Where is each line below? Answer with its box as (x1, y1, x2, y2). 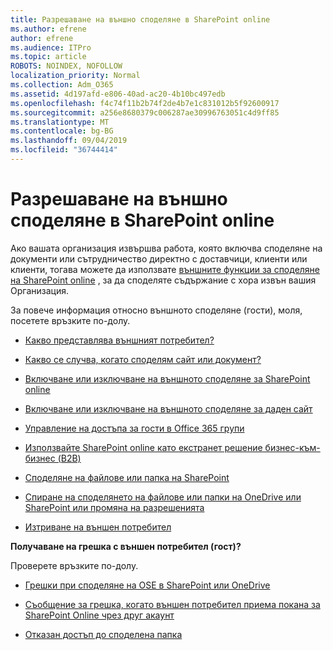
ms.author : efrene (10, 24, 87, 34)
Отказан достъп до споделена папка (24, 628, 183, 640)
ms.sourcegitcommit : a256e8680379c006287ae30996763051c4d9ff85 (10, 107, 280, 118)
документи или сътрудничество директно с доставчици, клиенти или (10, 252, 308, 265)
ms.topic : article (10, 52, 87, 62)
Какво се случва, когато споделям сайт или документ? (24, 353, 262, 365)
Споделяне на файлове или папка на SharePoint (24, 471, 230, 483)
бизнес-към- (264, 441, 321, 453)
